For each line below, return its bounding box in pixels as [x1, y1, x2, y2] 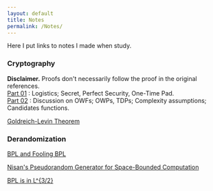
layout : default [7, 10, 54, 17]
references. [7, 82, 40, 90]
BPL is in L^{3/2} [7, 176, 54, 184]
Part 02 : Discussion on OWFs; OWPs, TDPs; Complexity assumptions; [7, 96, 207, 104]
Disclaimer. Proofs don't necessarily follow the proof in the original [7, 74, 197, 82]
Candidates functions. [7, 104, 70, 112]
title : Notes [7, 16, 45, 23]
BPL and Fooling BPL [7, 149, 67, 158]
